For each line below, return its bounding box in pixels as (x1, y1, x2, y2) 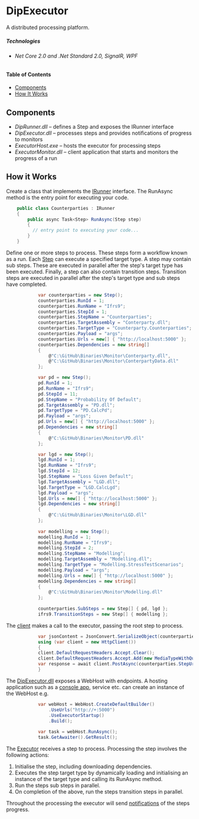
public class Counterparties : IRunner (17, 205, 115, 211)
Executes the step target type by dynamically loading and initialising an (14, 769, 188, 776)
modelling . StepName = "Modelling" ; (37, 550, 126, 557)
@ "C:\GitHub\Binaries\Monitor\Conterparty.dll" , (48, 353, 171, 359)
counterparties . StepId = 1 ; (37, 308, 108, 315)
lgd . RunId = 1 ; (37, 457, 76, 463)
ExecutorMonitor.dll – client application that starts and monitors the (14, 148, 179, 155)
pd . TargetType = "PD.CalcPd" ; (37, 407, 113, 413)
